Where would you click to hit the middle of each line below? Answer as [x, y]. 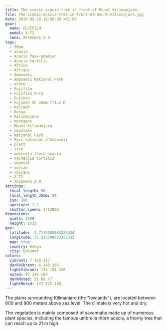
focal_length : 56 [28, 191]
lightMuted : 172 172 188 [35, 284]
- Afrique [20, 70]
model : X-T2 [22, 33]
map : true [20, 242]
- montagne [21, 121]
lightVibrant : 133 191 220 [38, 270]
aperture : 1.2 [24, 205]
